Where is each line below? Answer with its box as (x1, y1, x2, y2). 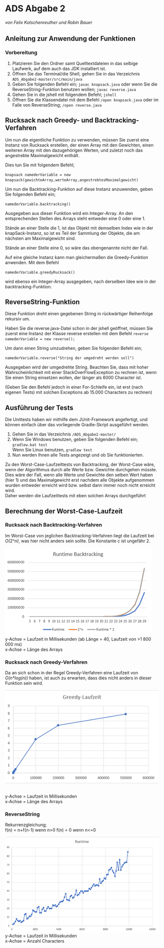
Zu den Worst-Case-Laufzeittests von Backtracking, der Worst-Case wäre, (5, 462, 155, 467)
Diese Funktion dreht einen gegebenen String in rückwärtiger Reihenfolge (5, 311, 153, 317)
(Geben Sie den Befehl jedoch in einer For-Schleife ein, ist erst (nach (5, 384, 143, 390)
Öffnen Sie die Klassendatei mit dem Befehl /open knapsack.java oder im (12, 96, 159, 103)
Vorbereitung (5, 49, 38, 56)
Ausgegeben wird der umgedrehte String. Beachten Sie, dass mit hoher (5, 364, 149, 370)
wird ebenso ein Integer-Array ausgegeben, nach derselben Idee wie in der (5, 278, 156, 284)
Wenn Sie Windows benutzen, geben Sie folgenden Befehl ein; (12, 437, 138, 442)
